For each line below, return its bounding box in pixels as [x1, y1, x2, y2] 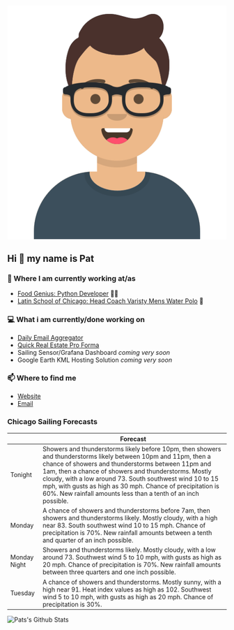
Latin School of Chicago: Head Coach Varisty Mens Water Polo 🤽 [17, 297, 204, 305]
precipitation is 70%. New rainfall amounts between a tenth [42, 529, 212, 537]
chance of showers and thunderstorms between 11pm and [42, 460, 211, 468]
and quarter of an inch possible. [42, 536, 134, 545]
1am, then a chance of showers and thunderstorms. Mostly [42, 467, 212, 475]
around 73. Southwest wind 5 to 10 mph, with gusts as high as [42, 553, 221, 562]
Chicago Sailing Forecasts [7, 416, 97, 426]
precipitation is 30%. [42, 600, 102, 608]
